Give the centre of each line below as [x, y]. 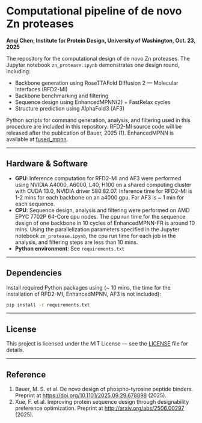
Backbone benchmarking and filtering [62, 96]
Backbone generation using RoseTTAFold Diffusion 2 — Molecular [96, 83]
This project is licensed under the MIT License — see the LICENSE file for [97, 344]
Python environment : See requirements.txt [70, 248]
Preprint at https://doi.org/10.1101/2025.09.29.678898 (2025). [91, 395]
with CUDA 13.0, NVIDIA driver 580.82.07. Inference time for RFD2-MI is [103, 191]
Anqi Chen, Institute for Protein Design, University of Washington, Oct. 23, [101, 40]
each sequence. [35, 204]
